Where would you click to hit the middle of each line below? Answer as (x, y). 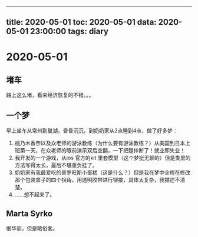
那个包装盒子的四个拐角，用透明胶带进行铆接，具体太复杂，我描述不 (97, 180)
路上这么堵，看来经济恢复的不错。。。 (50, 95)
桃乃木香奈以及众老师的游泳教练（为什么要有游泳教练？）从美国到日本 (100, 143)
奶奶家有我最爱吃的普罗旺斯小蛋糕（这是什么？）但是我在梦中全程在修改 (102, 173)
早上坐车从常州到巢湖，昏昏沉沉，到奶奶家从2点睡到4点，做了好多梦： (92, 131)
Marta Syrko (29, 213)
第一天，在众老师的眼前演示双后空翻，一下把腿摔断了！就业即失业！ (103, 151)
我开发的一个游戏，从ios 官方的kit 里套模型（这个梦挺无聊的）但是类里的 (103, 158)
